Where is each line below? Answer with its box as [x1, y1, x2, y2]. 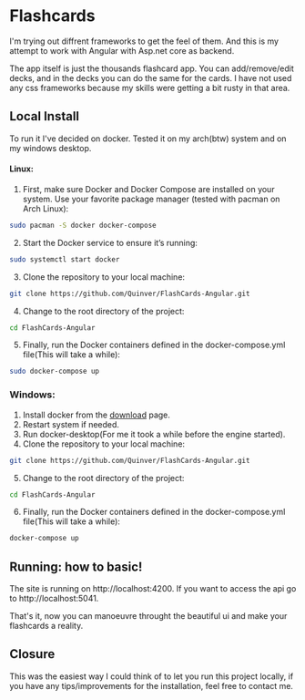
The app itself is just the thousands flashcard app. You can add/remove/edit [9, 63, 294, 74]
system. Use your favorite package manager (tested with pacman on [22, 193, 280, 204]
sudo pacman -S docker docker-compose [9, 221, 157, 230]
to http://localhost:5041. [9, 593, 99, 604]
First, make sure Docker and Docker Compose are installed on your [22, 183, 275, 194]
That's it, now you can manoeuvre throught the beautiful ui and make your [9, 611, 288, 622]
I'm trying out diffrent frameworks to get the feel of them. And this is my [9, 36, 280, 46]
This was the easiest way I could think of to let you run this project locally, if [9, 671, 294, 682]
